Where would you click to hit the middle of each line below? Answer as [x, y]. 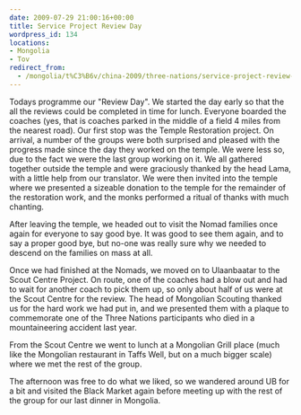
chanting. [27, 207]
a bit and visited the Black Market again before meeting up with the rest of [146, 391]
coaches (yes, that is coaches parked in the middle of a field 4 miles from [145, 120]
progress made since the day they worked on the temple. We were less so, [147, 149]
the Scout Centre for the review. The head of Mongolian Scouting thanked [146, 298]
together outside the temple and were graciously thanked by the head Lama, [150, 168]
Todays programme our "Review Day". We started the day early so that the [147, 102]
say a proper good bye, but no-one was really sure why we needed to [138, 243]
